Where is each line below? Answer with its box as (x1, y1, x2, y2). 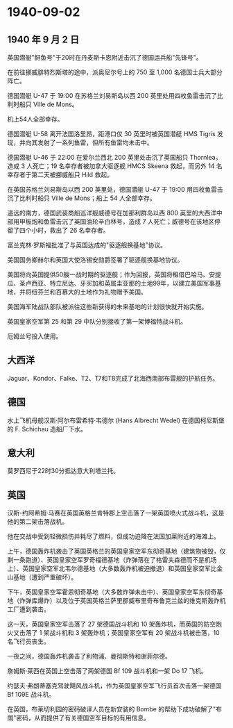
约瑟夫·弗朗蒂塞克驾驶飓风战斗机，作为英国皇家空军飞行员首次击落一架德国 (7, 681, 222, 690)
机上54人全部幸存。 (7, 115, 64, 123)
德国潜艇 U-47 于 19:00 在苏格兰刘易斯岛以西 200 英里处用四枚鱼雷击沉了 (7, 92, 217, 99)
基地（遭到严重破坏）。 (12, 573, 78, 581)
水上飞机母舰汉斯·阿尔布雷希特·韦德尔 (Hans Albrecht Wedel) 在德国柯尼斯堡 (7, 416, 225, 424)
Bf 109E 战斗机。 (7, 690, 55, 699)
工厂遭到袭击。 (7, 605, 50, 613)
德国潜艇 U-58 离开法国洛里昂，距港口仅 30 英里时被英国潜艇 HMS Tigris (7, 130, 216, 138)
